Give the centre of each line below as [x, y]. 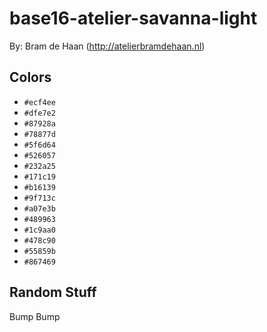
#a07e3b [39, 208]
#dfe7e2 [39, 113]
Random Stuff [53, 292]
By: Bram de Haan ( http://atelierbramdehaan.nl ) [107, 46]
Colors [30, 77]
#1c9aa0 [39, 230]
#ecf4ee [39, 102]
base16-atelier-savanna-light [133, 18]
